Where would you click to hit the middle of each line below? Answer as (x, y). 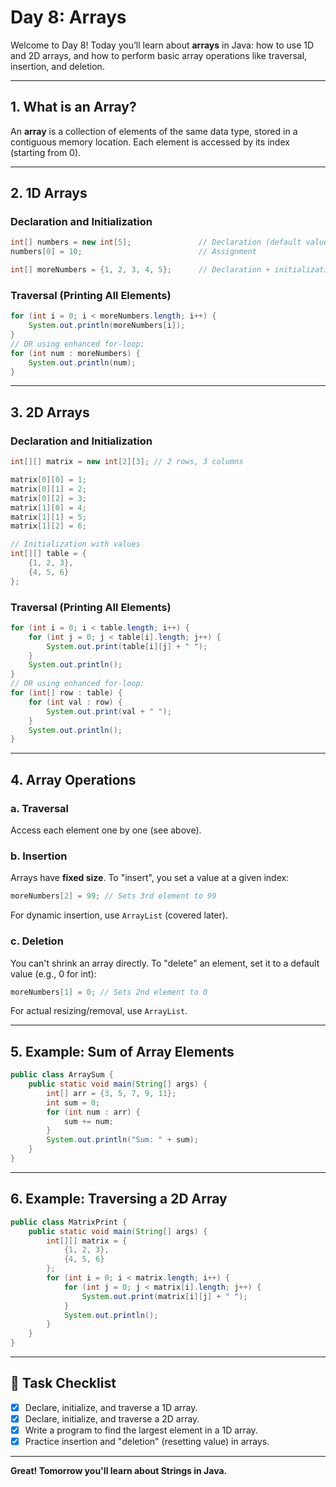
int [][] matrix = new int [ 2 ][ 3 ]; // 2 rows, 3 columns (127, 462)
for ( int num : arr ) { (93, 1112)
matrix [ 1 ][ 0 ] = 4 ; (48, 507)
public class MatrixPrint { (69, 1222)
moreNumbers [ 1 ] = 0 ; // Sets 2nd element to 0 (109, 992)
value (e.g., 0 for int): (53, 973)
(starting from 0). (46, 152)
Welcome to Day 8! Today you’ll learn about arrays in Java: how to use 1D (162, 45)
